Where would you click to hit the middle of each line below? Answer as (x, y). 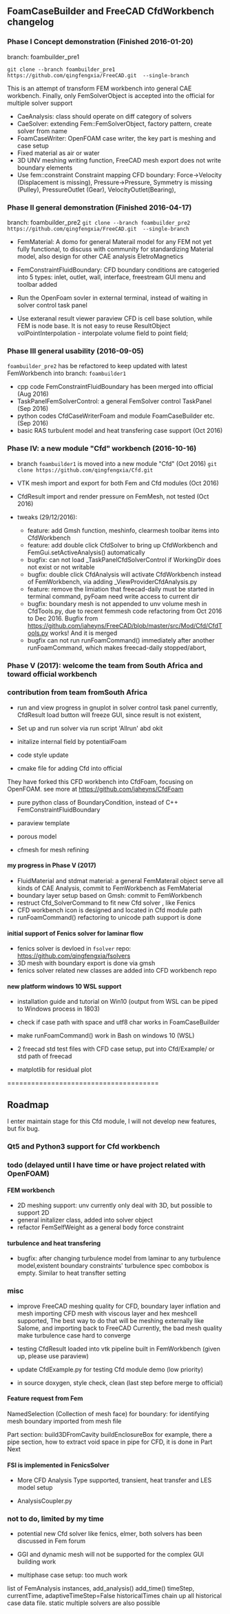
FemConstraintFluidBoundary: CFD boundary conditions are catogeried (118, 270)
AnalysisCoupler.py (44, 1501)
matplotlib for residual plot (54, 1070)
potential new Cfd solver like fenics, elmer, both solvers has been (109, 1534)
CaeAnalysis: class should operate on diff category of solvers (104, 116)
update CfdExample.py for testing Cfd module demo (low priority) (110, 1369)
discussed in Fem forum (51, 1541)
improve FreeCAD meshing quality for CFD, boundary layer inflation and (119, 1306)
